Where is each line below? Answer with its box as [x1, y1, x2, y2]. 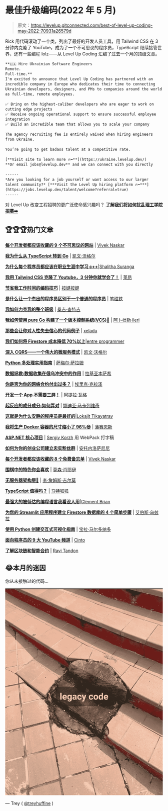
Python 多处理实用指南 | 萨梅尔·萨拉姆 [5, 359, 84, 366]
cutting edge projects [5, 107, 52, 112]
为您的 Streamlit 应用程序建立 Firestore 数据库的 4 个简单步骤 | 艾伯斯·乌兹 [5, 509, 159, 515]
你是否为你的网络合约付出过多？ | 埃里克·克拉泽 [5, 381, 102, 387]
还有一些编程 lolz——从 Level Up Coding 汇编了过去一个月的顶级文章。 [13, 51, 160, 57]
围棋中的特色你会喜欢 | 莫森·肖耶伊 [5, 466, 76, 473]
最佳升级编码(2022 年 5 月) [5, 5, 116, 16]
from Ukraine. [5, 137, 35, 142]
